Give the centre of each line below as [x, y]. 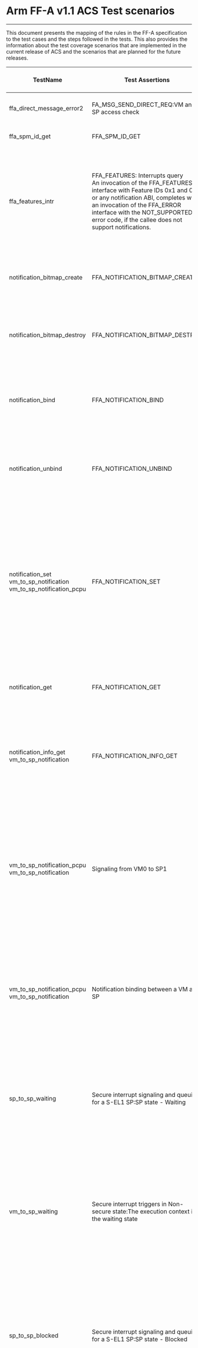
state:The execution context [151, 1211]
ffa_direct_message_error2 [46, 108]
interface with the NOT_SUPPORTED [142, 212]
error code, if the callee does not [137, 220]
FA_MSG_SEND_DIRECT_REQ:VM [138, 105]
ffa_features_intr [32, 201]
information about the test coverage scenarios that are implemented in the [96, 45]
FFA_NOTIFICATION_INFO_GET [135, 756]
